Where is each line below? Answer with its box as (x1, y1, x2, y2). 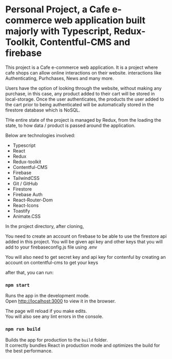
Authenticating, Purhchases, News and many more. (5, 75, 114, 81)
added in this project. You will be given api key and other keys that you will (5, 238, 163, 244)
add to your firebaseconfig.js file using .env (5, 244, 98, 250)
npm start (5, 282, 30, 288)
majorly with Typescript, (5, 26, 112, 37)
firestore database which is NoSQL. (5, 107, 81, 113)
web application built (53, 14, 146, 26)
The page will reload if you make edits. (5, 308, 87, 314)
